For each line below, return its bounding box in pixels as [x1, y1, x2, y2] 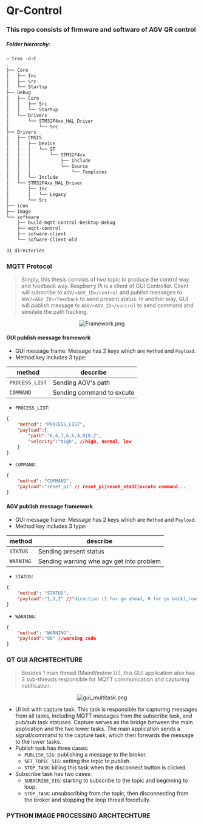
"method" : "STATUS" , [17, 590, 69, 597]
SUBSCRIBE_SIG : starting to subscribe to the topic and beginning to [24, 777, 188, 784]
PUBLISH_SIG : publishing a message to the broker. [24, 751, 147, 758]
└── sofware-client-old [17, 237, 78, 243]
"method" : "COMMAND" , [17, 478, 72, 484]
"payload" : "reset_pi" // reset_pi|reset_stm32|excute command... [17, 484, 186, 490]
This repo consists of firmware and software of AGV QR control [6, 26, 196, 34]
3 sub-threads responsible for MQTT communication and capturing [21, 676, 190, 683]
